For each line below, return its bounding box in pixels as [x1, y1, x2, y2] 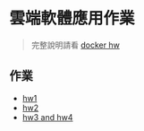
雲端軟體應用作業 [9, 8, 136, 29]
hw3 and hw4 [21, 111, 73, 122]
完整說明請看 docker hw [30, 39, 121, 50]
